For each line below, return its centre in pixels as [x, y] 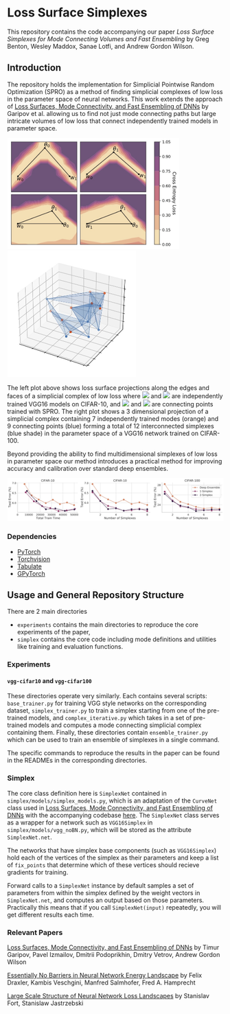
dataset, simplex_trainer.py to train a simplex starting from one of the [106, 711]
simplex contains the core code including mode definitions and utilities [117, 639]
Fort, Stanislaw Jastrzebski [45, 1003]
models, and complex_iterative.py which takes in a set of [110, 718]
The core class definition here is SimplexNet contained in [87, 793]
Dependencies [32, 537]
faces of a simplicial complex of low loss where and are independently [115, 395]
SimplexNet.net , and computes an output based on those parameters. [106, 900]
